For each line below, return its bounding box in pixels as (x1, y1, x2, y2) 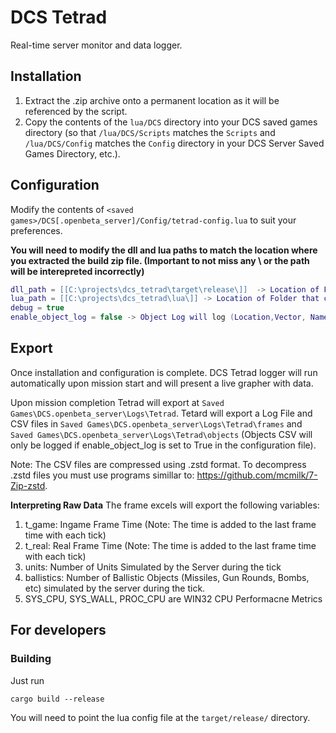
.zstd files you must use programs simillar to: (10, 469, 195, 481)
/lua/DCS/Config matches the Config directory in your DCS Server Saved (24, 137, 325, 149)
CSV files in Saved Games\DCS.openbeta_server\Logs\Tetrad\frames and (10, 417, 303, 430)
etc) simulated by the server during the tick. (24, 582, 206, 594)
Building (10, 652, 52, 666)
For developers (10, 622, 107, 639)
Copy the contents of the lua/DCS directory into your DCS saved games (24, 116, 318, 128)
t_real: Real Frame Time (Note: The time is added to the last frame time (24, 539, 317, 551)
